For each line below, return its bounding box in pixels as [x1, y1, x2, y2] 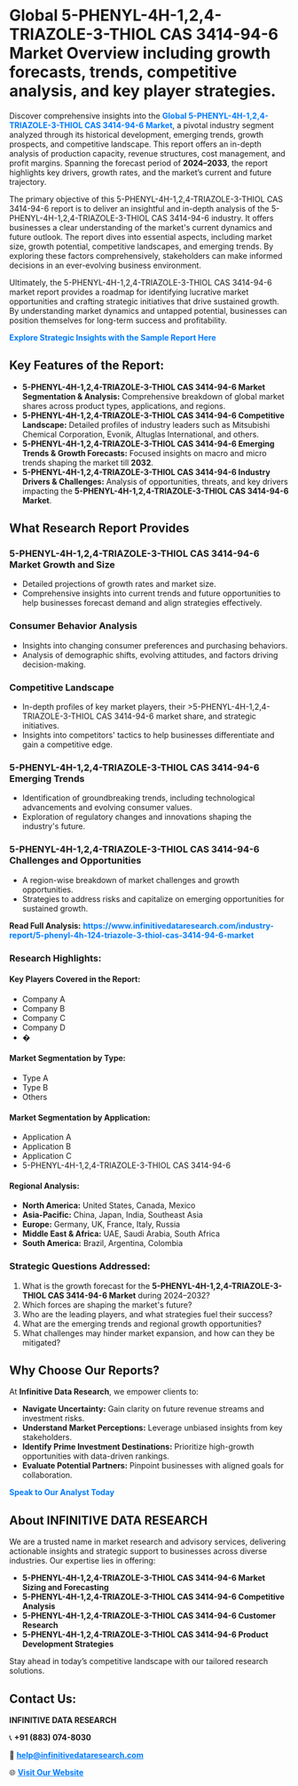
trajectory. [9, 176, 47, 187]
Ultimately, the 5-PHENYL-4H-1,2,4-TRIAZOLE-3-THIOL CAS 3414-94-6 [9, 277, 272, 287]
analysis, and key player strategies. [9, 81, 277, 101]
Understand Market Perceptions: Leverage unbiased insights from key [21, 1422, 283, 1433]
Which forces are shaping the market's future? [21, 1299, 192, 1310]
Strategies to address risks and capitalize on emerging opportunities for [21, 893, 285, 904]
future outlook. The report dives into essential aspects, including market [9, 231, 272, 242]
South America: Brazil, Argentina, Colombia [21, 1238, 184, 1249]
